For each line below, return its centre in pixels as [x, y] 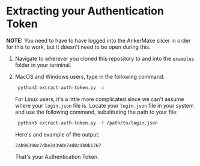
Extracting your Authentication [85, 11]
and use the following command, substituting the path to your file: [96, 112]
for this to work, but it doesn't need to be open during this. [79, 47]
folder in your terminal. [43, 65]
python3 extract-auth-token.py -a [61, 88]
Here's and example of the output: [57, 134]
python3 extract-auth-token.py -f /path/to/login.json [88, 123]
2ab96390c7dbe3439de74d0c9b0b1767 [58, 146]
